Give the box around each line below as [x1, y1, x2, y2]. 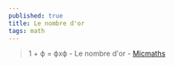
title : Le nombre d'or [8, 19, 85, 27]
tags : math [8, 27, 45, 35]
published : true [8, 11, 63, 20]
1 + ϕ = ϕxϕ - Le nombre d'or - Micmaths [28, 49, 166, 59]
